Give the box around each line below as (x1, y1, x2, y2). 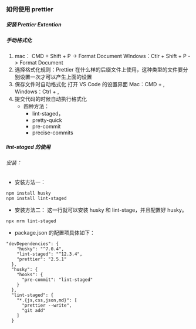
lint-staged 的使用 (6, 143, 51, 150)
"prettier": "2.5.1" (16, 256, 67, 262)
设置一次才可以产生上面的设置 (19, 73, 92, 80)
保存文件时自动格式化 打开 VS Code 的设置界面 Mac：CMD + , (14, 81, 165, 88)
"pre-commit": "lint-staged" (21, 277, 93, 283)
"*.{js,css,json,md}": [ (16, 297, 77, 303)
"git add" (21, 307, 46, 313)
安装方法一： (14, 178, 46, 185)
